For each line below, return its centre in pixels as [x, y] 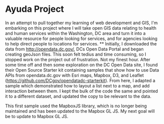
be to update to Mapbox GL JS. [37, 116]
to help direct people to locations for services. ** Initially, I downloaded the [81, 43]
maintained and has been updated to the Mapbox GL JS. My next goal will [80, 111]
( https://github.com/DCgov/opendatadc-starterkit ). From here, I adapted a [80, 81]
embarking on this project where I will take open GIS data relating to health [81, 28]
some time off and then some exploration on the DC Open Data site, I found [82, 65]
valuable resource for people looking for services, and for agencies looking [81, 39]
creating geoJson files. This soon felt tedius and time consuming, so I [76, 54]
